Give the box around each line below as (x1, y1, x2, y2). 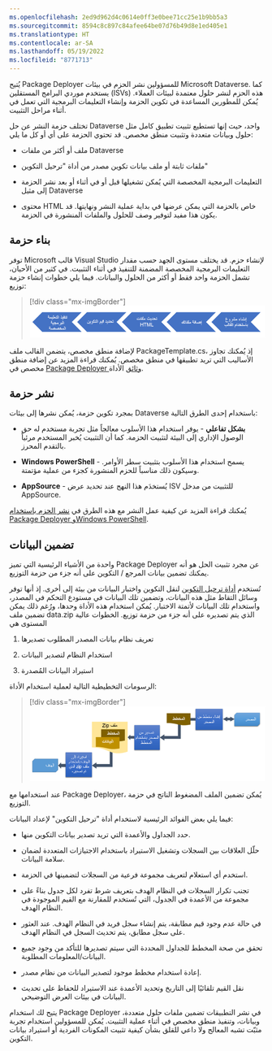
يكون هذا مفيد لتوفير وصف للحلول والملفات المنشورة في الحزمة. (20, 210, 218, 219)
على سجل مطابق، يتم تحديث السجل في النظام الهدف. (20, 927, 185, 937)
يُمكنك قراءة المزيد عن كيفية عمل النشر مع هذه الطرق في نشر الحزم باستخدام (9, 506, 247, 515)
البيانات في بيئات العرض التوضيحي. (20, 992, 127, 1001)
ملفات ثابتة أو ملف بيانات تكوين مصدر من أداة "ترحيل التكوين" (20, 161, 209, 171)
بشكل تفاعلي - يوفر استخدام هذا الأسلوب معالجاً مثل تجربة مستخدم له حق (20, 423, 246, 434)
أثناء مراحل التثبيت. (9, 106, 67, 115)
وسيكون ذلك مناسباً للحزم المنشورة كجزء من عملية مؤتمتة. (20, 466, 200, 476)
